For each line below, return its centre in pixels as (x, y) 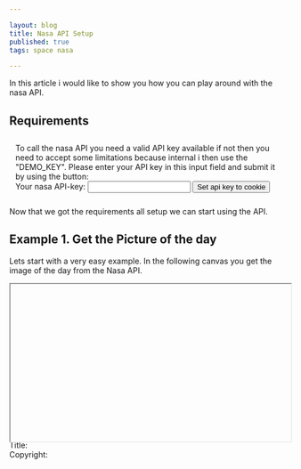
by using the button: (52, 177)
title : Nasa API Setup (51, 33)
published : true (39, 42)
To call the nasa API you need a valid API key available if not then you (142, 149)
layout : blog (33, 25)
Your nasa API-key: (51, 187)
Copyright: (29, 455)
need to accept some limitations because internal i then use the (132, 158)
